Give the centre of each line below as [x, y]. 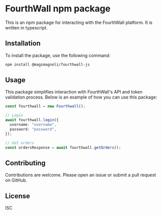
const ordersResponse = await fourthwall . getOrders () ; [63, 147]
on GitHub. [16, 180]
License [18, 196]
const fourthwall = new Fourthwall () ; [45, 107]
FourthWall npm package [58, 9]
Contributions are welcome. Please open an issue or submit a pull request [81, 175]
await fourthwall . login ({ [32, 120]
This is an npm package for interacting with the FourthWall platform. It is [79, 22]
